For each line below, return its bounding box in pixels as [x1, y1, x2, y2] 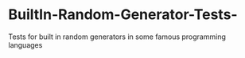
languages [8, 40, 43, 49]
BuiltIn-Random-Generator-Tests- [8, 6, 238, 24]
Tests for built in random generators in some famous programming [8, 32, 227, 41]
